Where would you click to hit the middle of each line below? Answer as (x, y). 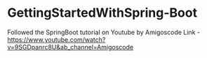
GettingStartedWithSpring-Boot (102, 13)
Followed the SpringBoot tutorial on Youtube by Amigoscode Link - (103, 32)
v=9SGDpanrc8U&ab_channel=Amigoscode (71, 47)
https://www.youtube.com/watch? (56, 39)
